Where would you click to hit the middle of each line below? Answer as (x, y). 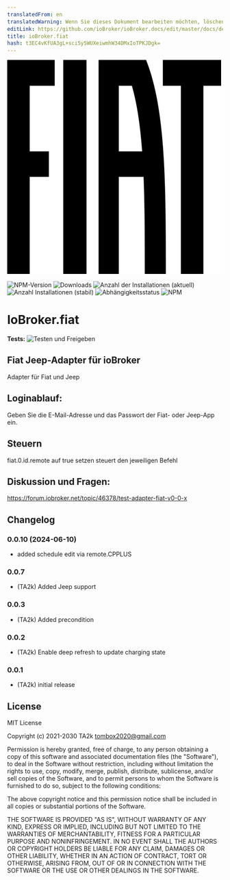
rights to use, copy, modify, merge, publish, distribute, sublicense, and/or (110, 771)
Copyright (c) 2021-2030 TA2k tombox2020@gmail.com (87, 736)
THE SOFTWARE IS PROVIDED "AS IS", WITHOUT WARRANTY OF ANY (107, 819)
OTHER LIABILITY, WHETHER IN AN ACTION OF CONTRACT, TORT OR (107, 856)
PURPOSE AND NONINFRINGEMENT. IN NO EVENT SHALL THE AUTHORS (112, 841)
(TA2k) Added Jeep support (56, 587)
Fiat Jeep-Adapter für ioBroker (74, 361)
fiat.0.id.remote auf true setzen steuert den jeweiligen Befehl (92, 460)
